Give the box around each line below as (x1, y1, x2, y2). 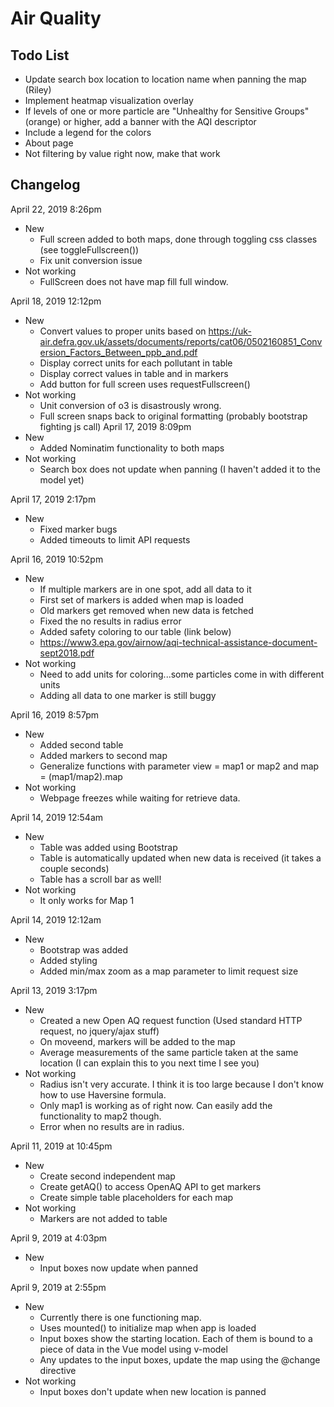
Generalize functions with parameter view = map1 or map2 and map (39, 760, 320, 772)
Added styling (39, 954, 98, 966)
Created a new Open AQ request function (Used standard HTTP (39, 1014, 303, 1026)
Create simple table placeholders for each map (39, 1191, 234, 1203)
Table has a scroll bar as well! (39, 873, 162, 885)
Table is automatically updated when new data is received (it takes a (39, 852, 322, 864)
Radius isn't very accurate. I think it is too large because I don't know (39, 1078, 324, 1090)
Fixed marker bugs (39, 523, 118, 535)
